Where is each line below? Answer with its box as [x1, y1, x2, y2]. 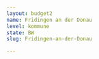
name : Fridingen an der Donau [6, 16, 93, 23]
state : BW [6, 29, 35, 36]
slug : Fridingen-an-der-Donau [6, 36, 93, 43]
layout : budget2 [6, 10, 53, 17]
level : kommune [6, 23, 50, 29]
